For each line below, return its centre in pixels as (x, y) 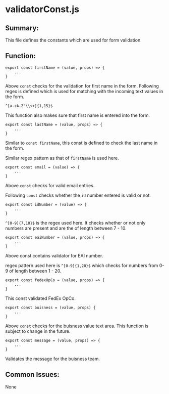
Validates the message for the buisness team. (52, 359)
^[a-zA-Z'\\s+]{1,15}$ (29, 106)
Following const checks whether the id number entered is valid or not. (78, 195)
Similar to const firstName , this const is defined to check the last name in (81, 143)
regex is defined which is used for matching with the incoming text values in (84, 91)
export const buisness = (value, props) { (50, 308)
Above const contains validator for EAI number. (54, 255)
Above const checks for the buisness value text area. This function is (77, 326)
